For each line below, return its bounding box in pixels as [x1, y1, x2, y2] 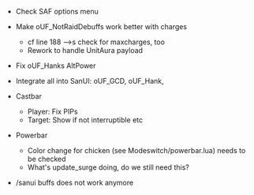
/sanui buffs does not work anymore [15, 178, 134, 187]
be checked [27, 154, 66, 163]
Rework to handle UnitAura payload [27, 46, 144, 54]
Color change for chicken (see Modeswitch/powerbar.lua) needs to [27, 146, 246, 155]
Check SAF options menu [15, 7, 99, 16]
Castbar [15, 92, 42, 101]
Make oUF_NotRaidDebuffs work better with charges [15, 22, 188, 31]
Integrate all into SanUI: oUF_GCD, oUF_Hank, [15, 77, 164, 85]
